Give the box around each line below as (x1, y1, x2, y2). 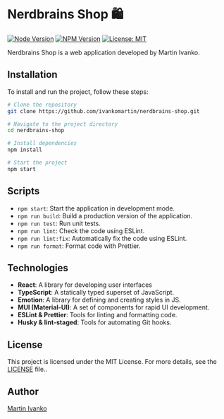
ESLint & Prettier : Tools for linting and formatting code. (17, 311, 178, 319)
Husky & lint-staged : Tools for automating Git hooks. (17, 318, 172, 326)
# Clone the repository (7, 101, 77, 108)
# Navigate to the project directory (7, 120, 118, 128)
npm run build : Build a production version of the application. (17, 211, 193, 220)
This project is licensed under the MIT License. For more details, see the (7, 358, 217, 366)
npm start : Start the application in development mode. (17, 203, 175, 213)
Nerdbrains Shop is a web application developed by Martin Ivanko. (7, 48, 201, 57)
